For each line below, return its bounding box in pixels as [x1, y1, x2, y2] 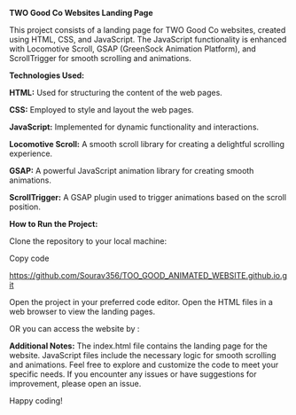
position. [9, 201, 42, 212]
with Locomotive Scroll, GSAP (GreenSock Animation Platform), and [9, 43, 257, 54]
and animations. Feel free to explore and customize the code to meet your [9, 359, 279, 370]
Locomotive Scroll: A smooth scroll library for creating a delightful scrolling [9, 139, 285, 149]
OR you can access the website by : [9, 324, 140, 333]
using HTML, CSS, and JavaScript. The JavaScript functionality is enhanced [9, 35, 287, 44]
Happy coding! [9, 395, 64, 406]
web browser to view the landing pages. [9, 306, 156, 317]
